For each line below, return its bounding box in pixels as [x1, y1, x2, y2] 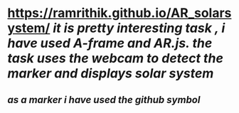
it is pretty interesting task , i [53, 20, 225, 36]
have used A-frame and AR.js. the [7, 36, 213, 51]
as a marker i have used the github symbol [7, 94, 201, 106]
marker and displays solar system [7, 65, 214, 82]
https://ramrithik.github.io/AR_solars [7, 5, 232, 21]
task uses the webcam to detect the [7, 50, 224, 67]
